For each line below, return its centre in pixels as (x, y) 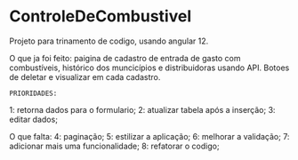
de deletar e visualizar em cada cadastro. (85, 76)
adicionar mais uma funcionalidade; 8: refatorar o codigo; (114, 146)
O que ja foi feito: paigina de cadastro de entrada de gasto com (125, 58)
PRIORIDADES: (33, 93)
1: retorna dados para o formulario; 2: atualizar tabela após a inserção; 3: (142, 109)
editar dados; (33, 119)
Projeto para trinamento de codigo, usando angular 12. (109, 41)
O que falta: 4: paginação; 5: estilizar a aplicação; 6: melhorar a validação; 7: (149, 136)
